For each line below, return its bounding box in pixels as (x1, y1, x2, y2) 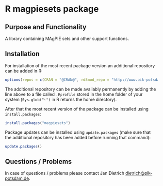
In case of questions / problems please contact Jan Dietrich (5, 170, 125, 176)
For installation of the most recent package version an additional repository (5, 62, 155, 69)
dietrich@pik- (125, 170, 153, 176)
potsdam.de (5, 175, 29, 181)
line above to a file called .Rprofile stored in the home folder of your (5, 91, 143, 97)
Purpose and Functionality (5, 23, 87, 31)
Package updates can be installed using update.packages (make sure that (5, 129, 151, 135)
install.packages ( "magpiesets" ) (5, 120, 70, 125)
